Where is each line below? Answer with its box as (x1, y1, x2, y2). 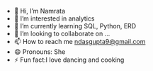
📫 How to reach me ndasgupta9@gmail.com (13, 38, 146, 45)
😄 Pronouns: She (13, 48, 66, 56)
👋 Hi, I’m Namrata (13, 7, 66, 15)
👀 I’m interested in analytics (13, 14, 95, 23)
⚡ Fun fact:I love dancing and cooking (13, 55, 125, 64)
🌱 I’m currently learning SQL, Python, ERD (13, 22, 137, 30)
